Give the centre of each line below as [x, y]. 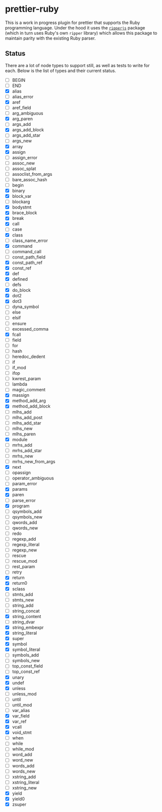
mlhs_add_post [27, 417]
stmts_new [23, 600]
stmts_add [22, 594]
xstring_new [24, 788]
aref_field [21, 108]
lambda [20, 384]
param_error [25, 484]
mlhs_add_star [27, 423]
